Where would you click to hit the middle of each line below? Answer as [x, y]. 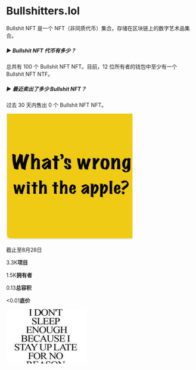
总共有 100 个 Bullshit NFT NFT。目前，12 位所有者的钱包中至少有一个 [92, 66]
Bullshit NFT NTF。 [30, 74]
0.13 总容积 [19, 288]
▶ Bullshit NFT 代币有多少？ [41, 50]
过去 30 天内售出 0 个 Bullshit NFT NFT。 [57, 105]
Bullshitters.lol [43, 11]
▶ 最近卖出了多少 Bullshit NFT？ [46, 89]
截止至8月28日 [24, 250]
